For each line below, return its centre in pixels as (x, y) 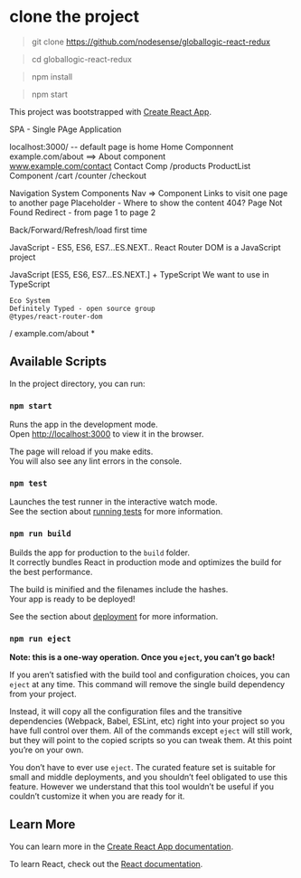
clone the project (75, 17)
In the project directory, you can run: (77, 383)
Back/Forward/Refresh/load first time (78, 230)
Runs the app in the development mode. (84, 425)
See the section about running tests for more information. (116, 512)
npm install (52, 76)
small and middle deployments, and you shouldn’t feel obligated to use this (148, 777)
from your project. (43, 694)
